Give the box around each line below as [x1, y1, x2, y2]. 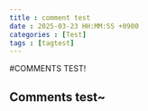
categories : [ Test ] [9, 30, 88, 39]
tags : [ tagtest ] [9, 38, 75, 48]
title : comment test [9, 13, 91, 23]
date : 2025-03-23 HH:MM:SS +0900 [9, 22, 140, 31]
